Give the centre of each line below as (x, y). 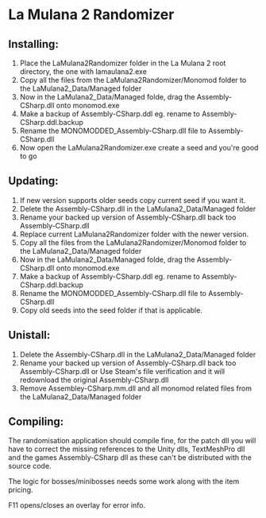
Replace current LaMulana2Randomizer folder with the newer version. (134, 234)
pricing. (21, 490)
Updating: (33, 181)
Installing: (34, 44)
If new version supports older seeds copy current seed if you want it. (133, 200)
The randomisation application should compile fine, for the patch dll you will (132, 441)
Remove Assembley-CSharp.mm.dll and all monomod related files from (136, 388)
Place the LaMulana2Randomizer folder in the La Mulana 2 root (123, 63)
